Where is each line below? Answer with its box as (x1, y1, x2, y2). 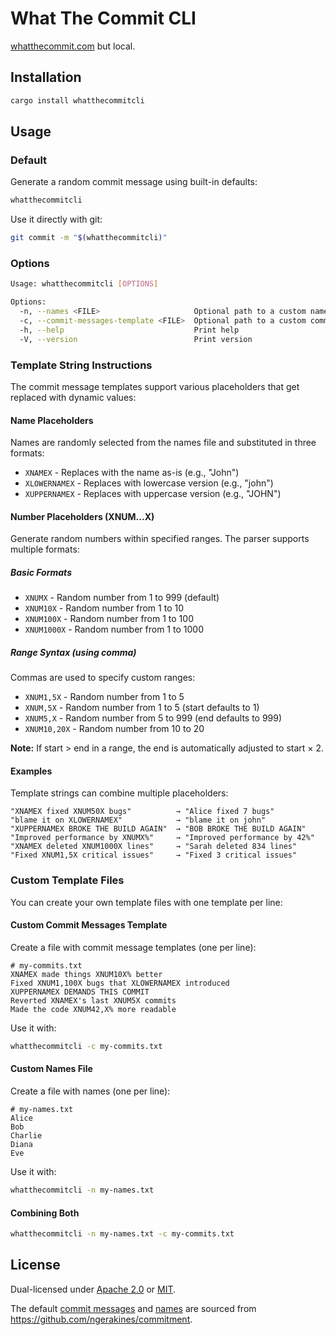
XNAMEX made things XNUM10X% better (10, 969, 163, 979)
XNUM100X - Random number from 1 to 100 (24, 613, 194, 625)
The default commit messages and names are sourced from (10, 1302, 257, 1314)
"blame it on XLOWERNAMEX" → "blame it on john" (10, 815, 267, 826)
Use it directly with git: (10, 213, 103, 226)
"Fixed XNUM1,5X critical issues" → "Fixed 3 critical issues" (10, 850, 298, 861)
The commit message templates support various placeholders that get (10, 380, 300, 392)
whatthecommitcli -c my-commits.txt (10, 1041, 163, 1051)
